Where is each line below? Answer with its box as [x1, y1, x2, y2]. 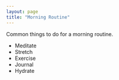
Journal [14, 60, 34, 68]
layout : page [6, 8, 38, 15]
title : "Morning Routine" [6, 14, 70, 20]
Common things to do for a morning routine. [6, 30, 114, 37]
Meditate [14, 42, 37, 49]
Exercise [14, 55, 36, 62]
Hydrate [14, 67, 35, 74]
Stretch [14, 48, 33, 55]
